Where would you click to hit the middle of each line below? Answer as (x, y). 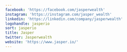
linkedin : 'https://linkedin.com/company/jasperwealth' (64, 19)
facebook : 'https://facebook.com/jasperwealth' (55, 10)
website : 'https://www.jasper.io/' (42, 42)
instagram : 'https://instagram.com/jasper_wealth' (59, 14)
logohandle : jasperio (28, 24)
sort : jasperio (21, 28)
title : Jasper (20, 33)
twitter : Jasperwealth (29, 38)
